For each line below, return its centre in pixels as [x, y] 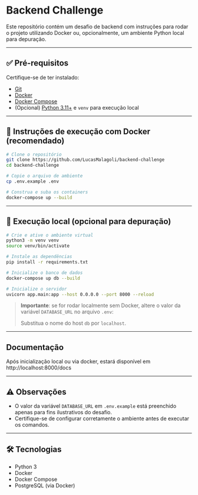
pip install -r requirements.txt [47, 262]
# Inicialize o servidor [37, 289]
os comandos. [32, 425]
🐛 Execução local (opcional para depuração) [89, 222]
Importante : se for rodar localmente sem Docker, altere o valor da [100, 306]
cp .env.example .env [33, 181]
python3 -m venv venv [33, 240]
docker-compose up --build [39, 197]
